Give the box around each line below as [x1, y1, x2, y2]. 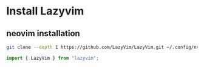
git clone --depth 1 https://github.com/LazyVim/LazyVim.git [6, 44, 165, 50]
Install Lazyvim [6, 4, 84, 18]
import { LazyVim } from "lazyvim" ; [6, 55, 99, 61]
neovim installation [6, 28, 80, 39]
